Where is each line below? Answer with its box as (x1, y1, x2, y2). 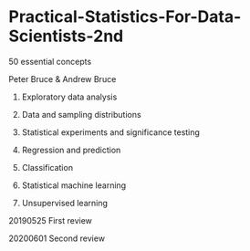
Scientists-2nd (8, 26, 124, 47)
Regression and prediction (21, 144, 121, 155)
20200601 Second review (8, 233, 106, 244)
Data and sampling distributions (21, 109, 142, 120)
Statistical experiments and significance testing (21, 126, 200, 138)
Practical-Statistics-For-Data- (8, 6, 242, 27)
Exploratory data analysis (21, 91, 118, 102)
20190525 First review (8, 214, 93, 225)
